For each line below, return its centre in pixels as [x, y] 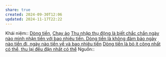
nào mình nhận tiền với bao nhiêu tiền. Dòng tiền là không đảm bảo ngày [81, 38]
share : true [18, 10]
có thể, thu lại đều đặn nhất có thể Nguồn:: [50, 49]
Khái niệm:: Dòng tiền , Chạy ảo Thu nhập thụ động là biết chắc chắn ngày [82, 33]
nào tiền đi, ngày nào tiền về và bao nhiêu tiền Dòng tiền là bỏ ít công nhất [83, 44]
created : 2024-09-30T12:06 [34, 14]
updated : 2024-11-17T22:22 [34, 19]
